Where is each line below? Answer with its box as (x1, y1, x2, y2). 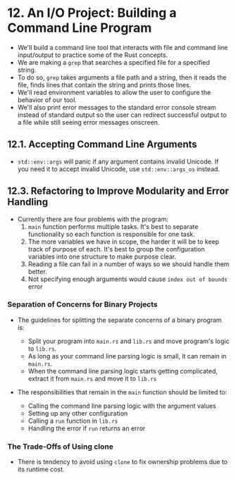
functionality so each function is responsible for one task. (27, 230, 195, 238)
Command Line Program (7, 20, 152, 36)
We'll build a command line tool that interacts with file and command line (17, 43, 228, 51)
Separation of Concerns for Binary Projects (7, 299, 159, 309)
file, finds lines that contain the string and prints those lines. (17, 80, 192, 89)
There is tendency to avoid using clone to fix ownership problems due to (17, 458, 228, 466)
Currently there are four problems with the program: (17, 215, 169, 223)
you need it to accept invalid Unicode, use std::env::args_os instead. (17, 164, 221, 173)
